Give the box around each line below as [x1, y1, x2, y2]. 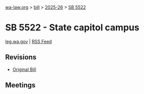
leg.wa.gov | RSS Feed [5, 38, 52, 44]
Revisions [5, 53, 37, 62]
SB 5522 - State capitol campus [5, 22, 139, 33]
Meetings [5, 81, 36, 89]
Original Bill [12, 66, 37, 72]
